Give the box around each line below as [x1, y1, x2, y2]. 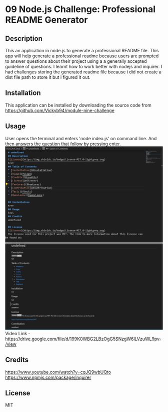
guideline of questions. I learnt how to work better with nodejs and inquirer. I [5, 64, 162, 69]
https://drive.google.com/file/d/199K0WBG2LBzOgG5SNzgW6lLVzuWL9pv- [5, 336, 161, 342]
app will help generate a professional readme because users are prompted [5, 53, 159, 59]
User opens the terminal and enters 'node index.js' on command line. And [5, 135, 157, 141]
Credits [5, 356, 29, 364]
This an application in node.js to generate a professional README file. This [5, 48, 159, 53]
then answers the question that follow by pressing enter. [5, 141, 121, 147]
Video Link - [5, 330, 30, 336]
